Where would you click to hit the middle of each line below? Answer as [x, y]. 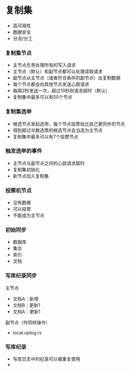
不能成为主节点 [28, 215]
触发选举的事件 [24, 151]
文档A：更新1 [27, 311]
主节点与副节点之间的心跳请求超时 [49, 163]
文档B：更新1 [26, 305]
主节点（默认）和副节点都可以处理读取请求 [58, 72]
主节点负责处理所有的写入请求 [44, 65]
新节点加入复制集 [31, 176]
